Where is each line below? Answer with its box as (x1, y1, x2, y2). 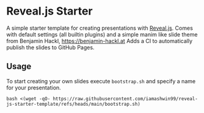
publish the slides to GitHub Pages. (6, 44, 95, 51)
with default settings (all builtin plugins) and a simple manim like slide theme (6, 30, 198, 38)
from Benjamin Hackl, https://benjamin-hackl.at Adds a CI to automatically (6, 37, 193, 44)
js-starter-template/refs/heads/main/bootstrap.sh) (6, 101, 140, 107)
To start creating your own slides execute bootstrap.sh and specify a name (6, 77, 196, 84)
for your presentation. (6, 84, 61, 91)
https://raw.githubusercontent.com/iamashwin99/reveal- (53, 95, 199, 101)
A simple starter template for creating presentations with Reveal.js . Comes (6, 24, 194, 32)
